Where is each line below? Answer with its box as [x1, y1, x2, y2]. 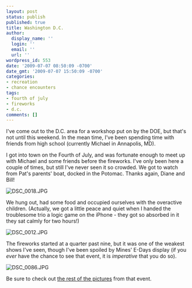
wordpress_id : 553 [6, 57, 51, 63]
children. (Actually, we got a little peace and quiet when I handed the [6, 205, 171, 212]
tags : [6, 90, 19, 96]
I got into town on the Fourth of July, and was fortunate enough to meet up [6, 151, 186, 158]
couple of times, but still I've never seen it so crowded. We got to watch [6, 164, 178, 171]
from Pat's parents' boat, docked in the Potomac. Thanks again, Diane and [6, 170, 185, 177]
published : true [6, 19, 46, 25]
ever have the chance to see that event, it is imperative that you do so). [6, 252, 177, 260]
